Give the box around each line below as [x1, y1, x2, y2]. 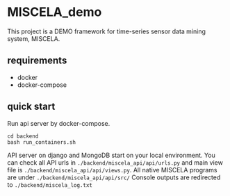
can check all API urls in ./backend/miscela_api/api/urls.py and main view [7, 158, 224, 167]
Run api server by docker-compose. [7, 119, 110, 127]
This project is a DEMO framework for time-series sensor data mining [7, 27, 206, 35]
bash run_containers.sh [7, 138, 76, 146]
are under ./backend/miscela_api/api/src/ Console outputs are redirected [7, 173, 221, 181]
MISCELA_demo [7, 4, 102, 20]
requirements [7, 55, 67, 67]
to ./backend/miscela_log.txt [7, 180, 92, 188]
